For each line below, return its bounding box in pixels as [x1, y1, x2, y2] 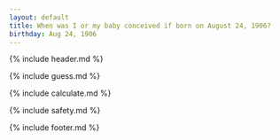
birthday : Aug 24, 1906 [9, 29, 97, 38]
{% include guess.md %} [9, 71, 100, 82]
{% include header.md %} [9, 54, 104, 65]
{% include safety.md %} [9, 105, 101, 116]
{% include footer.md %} [9, 122, 100, 133]
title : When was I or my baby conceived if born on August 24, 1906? [9, 21, 272, 30]
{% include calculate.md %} [9, 88, 112, 98]
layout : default [9, 12, 69, 22]
